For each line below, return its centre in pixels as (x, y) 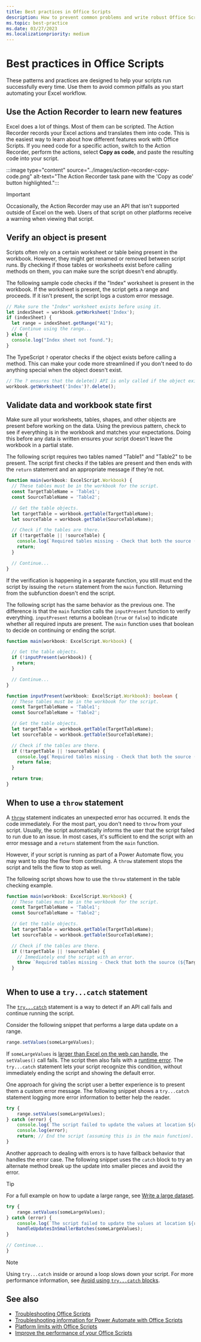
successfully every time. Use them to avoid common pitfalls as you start (95, 87)
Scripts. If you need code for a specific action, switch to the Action (88, 145)
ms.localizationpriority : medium (48, 34)
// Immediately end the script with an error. (76, 957)
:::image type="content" (36, 170)
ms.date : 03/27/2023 (32, 29)
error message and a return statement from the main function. (83, 843)
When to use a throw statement (65, 803)
